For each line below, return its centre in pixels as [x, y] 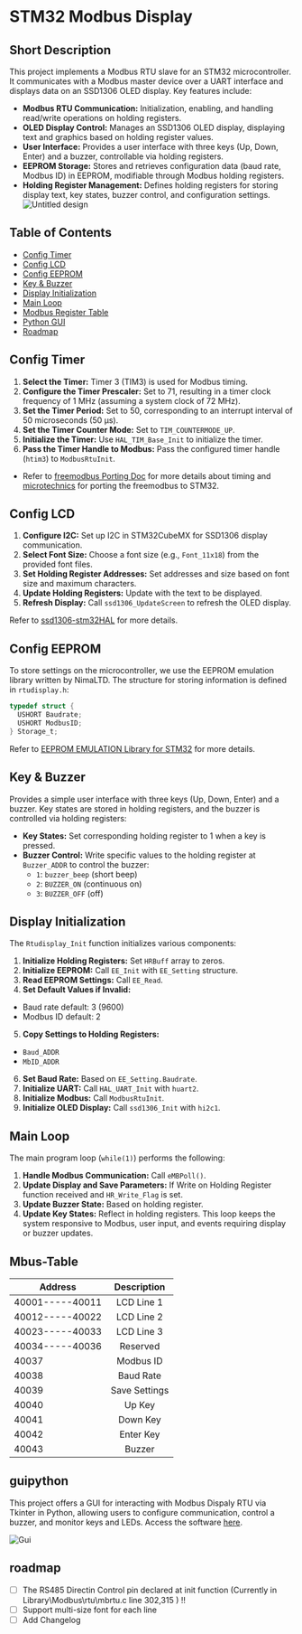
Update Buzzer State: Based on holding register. [113, 1205]
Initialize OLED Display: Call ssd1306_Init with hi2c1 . [121, 1108]
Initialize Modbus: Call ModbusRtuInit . [93, 1098]
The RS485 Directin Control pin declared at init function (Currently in [150, 1590]
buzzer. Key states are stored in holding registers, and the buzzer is [135, 808]
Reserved [140, 1346]
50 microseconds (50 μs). [70, 420]
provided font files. [57, 564]
